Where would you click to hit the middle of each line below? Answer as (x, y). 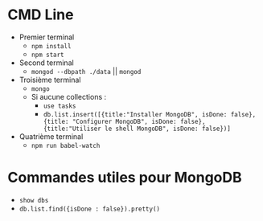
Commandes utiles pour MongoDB (125, 178)
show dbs (34, 200)
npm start (48, 55)
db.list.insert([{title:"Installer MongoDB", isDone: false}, (150, 114)
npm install (51, 46)
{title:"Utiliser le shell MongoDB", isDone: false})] (137, 129)
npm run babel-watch (66, 145)
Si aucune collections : (69, 96)
